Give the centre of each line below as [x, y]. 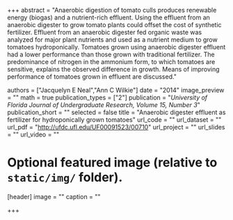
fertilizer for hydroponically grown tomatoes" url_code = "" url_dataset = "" [114, 120]
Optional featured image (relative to [112, 163]
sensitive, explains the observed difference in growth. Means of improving [114, 69]
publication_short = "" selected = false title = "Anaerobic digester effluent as [116, 112]
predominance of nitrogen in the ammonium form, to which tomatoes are [111, 62]
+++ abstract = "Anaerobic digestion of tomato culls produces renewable [112, 10]
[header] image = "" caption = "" [54, 196]
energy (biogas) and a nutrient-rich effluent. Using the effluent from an [109, 17]
